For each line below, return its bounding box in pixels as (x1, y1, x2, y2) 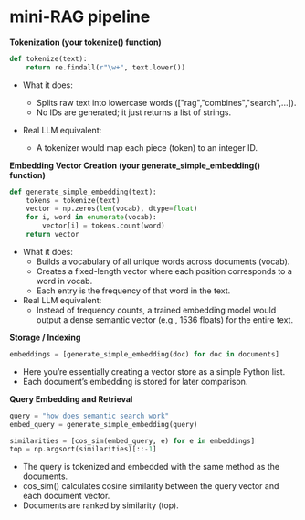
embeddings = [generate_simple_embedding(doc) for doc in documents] (9, 349, 280, 358)
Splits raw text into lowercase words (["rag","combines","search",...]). (36, 97, 297, 108)
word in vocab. (36, 275, 93, 286)
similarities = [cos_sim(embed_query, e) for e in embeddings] (9, 436, 256, 445)
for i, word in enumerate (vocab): (26, 213, 157, 222)
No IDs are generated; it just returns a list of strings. (36, 107, 231, 118)
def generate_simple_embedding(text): (9, 187, 157, 196)
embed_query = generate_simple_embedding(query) (9, 419, 198, 429)
